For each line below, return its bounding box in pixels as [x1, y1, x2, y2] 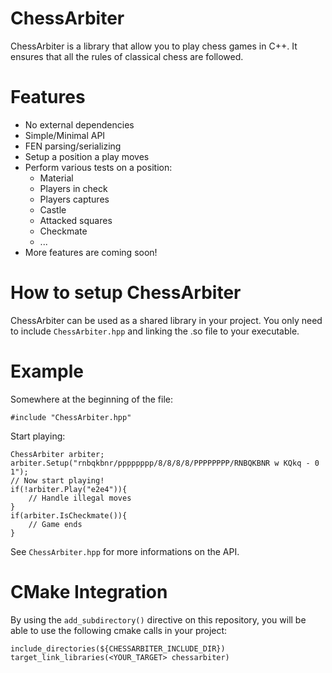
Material [39, 172, 74, 184]
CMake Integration [10, 580, 168, 603]
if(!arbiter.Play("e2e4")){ [10, 484, 128, 494]
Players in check [39, 182, 108, 194]
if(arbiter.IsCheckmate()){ [10, 510, 128, 521]
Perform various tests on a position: [24, 161, 173, 173]
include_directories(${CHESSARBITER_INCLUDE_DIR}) [10, 643, 226, 654]
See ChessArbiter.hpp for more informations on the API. [10, 545, 240, 557]
